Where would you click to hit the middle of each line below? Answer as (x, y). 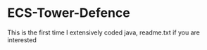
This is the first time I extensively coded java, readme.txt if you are (104, 32)
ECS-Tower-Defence (69, 13)
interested (22, 39)
